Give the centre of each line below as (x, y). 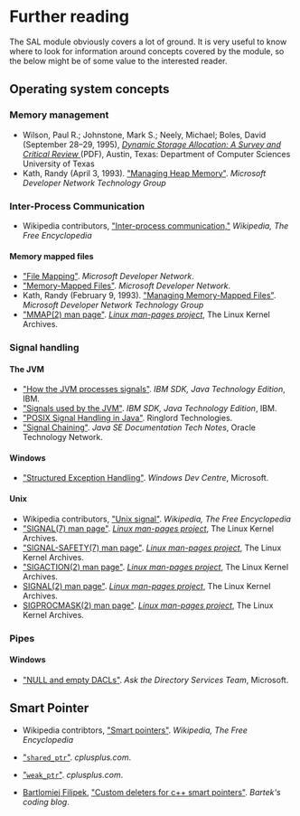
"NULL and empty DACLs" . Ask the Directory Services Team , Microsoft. (155, 680)
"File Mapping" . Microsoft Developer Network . (108, 277)
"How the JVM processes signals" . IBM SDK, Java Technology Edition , (154, 389)
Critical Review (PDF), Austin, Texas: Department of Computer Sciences (156, 154)
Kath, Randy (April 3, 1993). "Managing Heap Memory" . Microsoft (144, 173)
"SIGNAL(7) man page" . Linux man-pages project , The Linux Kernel (148, 528)
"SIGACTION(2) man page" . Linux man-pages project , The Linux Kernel (155, 567)
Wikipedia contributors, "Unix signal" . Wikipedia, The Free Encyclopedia (157, 519)
